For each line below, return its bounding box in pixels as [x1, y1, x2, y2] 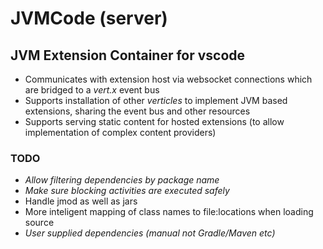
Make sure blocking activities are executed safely [24, 185, 230, 197]
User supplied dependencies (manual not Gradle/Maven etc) [24, 227, 276, 239]
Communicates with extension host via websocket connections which [24, 73, 313, 85]
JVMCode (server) [10, 7, 168, 30]
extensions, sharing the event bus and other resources [24, 105, 251, 117]
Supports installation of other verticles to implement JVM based [24, 95, 288, 106]
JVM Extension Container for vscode [10, 47, 246, 64]
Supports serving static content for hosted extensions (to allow [24, 116, 285, 127]
